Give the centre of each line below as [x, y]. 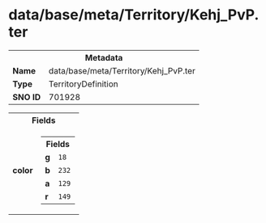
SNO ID [27, 97]
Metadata [104, 57]
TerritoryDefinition [84, 84]
